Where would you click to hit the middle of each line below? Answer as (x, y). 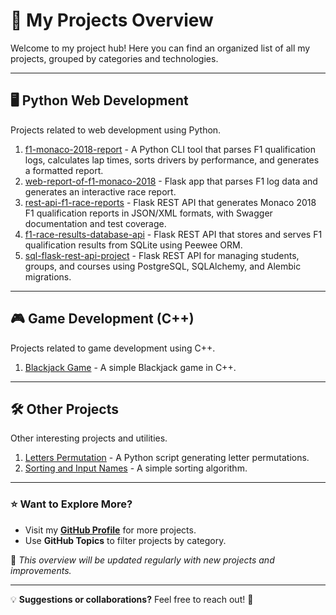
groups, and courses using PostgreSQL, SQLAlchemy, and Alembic (163, 266)
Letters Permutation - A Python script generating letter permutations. (167, 458)
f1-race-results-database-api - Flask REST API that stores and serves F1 (173, 234)
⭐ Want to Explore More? (71, 504)
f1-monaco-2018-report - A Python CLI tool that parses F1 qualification (170, 149)
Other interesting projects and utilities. (89, 438)
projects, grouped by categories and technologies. (114, 58)
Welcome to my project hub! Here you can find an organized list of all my (160, 48)
